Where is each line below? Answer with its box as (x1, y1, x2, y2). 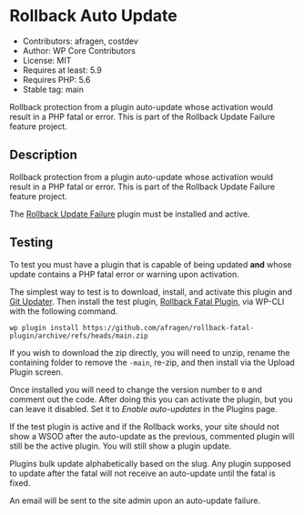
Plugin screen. (9, 366, 64, 378)
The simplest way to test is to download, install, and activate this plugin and (9, 286, 293, 297)
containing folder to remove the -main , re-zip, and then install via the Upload (9, 357, 296, 368)
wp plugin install (9, 323, 79, 332)
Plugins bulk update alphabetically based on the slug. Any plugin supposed (9, 458, 291, 469)
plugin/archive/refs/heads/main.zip (9, 331, 148, 340)
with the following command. (9, 306, 118, 317)
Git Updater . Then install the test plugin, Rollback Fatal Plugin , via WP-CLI (9, 296, 285, 307)
